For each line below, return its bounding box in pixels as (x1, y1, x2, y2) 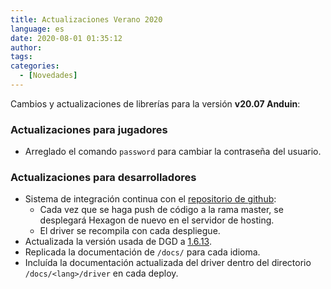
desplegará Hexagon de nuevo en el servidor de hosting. (39, 214, 275, 226)
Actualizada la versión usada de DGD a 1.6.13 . (24, 236, 212, 248)
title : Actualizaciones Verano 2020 (10, 14, 163, 25)
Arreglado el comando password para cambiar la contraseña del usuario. (24, 146, 322, 158)
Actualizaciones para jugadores (10, 122, 168, 136)
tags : (10, 52, 33, 62)
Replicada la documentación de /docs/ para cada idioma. (24, 246, 261, 258)
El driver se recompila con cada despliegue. (39, 225, 221, 237)
